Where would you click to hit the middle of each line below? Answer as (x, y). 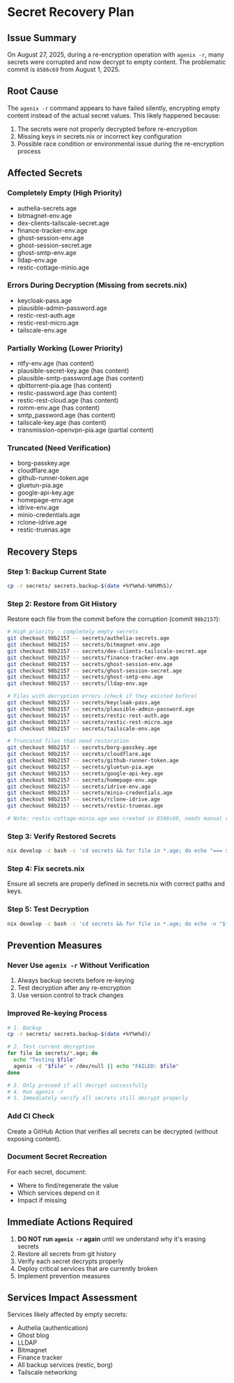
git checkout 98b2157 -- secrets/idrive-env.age (79, 787)
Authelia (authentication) (53, 1328)
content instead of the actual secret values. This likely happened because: (114, 115)
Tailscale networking (47, 1373)
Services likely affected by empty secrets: (67, 1315)
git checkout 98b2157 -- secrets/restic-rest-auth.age (88, 716)
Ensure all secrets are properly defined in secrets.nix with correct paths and (116, 884)
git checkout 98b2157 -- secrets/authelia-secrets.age (88, 638)
